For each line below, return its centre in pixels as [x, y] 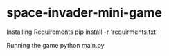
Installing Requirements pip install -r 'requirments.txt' [82, 32]
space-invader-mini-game [84, 13]
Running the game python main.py [55, 45]
